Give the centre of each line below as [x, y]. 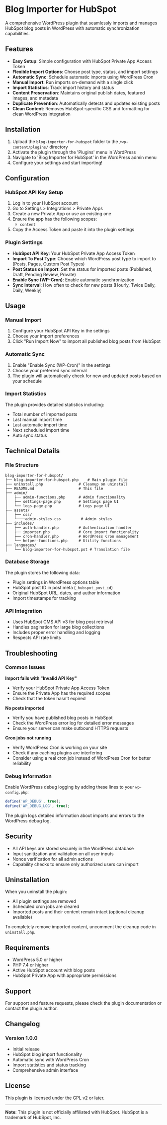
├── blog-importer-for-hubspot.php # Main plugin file [66, 480]
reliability [22, 763]
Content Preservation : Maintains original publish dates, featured [79, 92]
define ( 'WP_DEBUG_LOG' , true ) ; [38, 806]
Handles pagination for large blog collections [58, 627]
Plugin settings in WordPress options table [56, 582]
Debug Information [29, 776]
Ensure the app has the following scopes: [55, 219]
